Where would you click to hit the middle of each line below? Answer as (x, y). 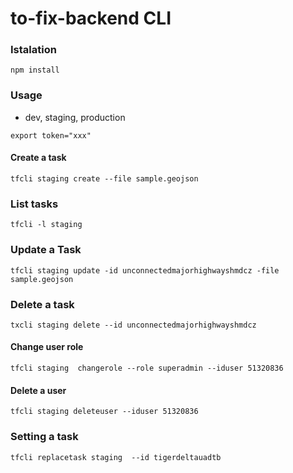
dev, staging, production (75, 117)
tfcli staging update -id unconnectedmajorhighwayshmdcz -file (145, 270)
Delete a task (42, 304)
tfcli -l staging (46, 225)
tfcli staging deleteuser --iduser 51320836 (104, 412)
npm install (35, 70)
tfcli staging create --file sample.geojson (104, 178)
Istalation (33, 50)
